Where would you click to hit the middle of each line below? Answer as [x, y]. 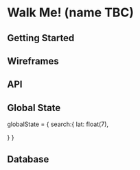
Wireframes [33, 61]
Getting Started [41, 38]
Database [28, 159]
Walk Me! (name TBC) [71, 13]
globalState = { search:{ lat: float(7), [58, 124]
